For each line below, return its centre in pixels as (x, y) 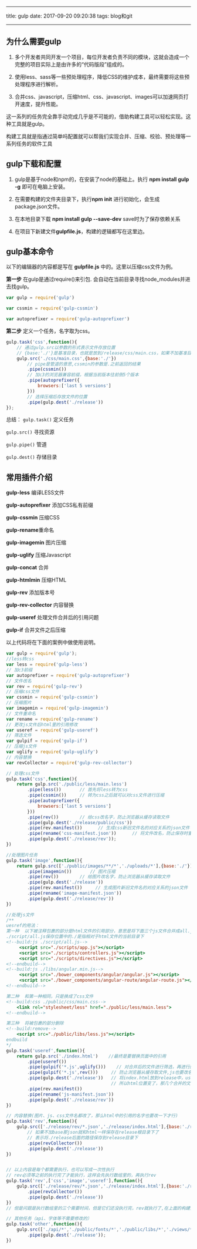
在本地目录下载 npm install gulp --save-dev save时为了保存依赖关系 (97, 219)
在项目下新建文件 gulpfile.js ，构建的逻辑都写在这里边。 (81, 231)
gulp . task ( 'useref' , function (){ (45, 1050)
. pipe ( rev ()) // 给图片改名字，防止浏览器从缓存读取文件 (99, 877)
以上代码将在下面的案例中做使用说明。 (52, 642)
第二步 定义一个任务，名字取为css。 (50, 331)
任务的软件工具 (34, 143)
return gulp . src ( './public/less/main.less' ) (72, 784)
